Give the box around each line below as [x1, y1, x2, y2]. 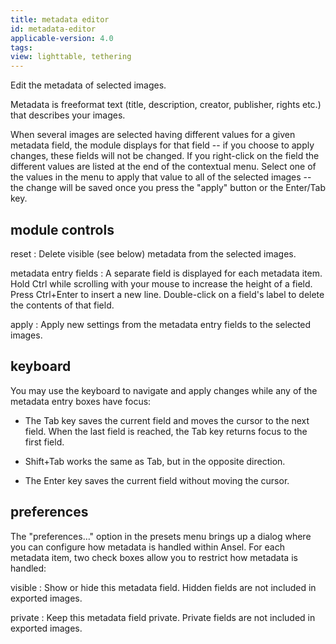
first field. [24, 436, 65, 448]
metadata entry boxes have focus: [10, 395, 152, 407]
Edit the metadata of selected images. [10, 79, 167, 91]
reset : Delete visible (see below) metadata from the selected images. [10, 247, 297, 260]
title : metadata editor [10, 14, 110, 25]
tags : [10, 42, 33, 53]
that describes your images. [10, 109, 126, 121]
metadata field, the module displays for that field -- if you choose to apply [10, 139, 315, 151]
